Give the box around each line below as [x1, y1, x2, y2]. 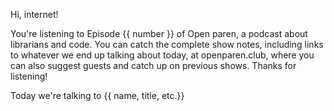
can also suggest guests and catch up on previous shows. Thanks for [10, 60, 297, 71]
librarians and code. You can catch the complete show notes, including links [10, 39, 324, 50]
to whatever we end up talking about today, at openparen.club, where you [10, 49, 315, 61]
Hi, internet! [10, 9, 59, 20]
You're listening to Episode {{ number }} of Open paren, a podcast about [10, 28, 308, 39]
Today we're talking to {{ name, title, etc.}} [10, 90, 185, 101]
